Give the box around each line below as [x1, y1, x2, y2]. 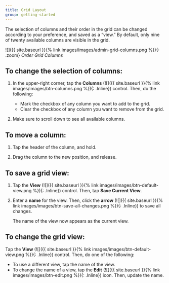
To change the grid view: [5, 233, 85, 241]
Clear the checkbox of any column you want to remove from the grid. [20, 106, 164, 112]
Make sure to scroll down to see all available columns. [12, 116, 125, 122]
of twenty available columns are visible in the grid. [5, 37, 110, 43]
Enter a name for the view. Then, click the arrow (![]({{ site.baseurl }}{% [12, 197, 163, 203]
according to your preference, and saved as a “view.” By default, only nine [5, 31, 160, 38]
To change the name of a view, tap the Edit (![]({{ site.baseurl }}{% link [12, 267, 160, 273]
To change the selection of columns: [5, 66, 123, 75]
